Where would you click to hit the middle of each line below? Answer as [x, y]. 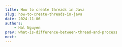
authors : [14, 23]
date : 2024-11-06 [23, 19]
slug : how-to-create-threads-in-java [44, 14]
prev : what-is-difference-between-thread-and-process [61, 32]
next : [11, 37]
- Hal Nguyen [27, 28]
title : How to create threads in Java [45, 10]
